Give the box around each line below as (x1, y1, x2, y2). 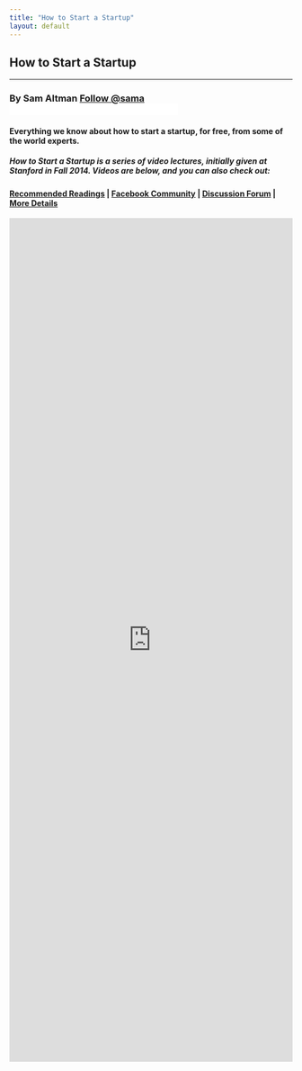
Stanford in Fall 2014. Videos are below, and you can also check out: (9, 166, 271, 176)
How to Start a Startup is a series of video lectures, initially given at (9, 156, 268, 166)
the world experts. (9, 135, 80, 146)
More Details (9, 197, 58, 208)
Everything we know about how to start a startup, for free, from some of (9, 125, 283, 136)
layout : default (9, 22, 70, 31)
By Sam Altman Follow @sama (9, 92, 146, 104)
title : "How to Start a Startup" (9, 13, 135, 22)
